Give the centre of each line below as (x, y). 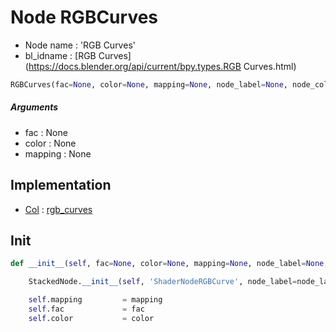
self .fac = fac (86, 309)
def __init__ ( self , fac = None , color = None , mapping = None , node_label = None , (169, 264)
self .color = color (91, 318)
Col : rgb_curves (58, 209)
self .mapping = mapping (95, 300)
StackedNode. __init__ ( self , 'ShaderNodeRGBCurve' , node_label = (163, 282)
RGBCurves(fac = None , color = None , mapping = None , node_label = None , (149, 84)
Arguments (34, 107)
